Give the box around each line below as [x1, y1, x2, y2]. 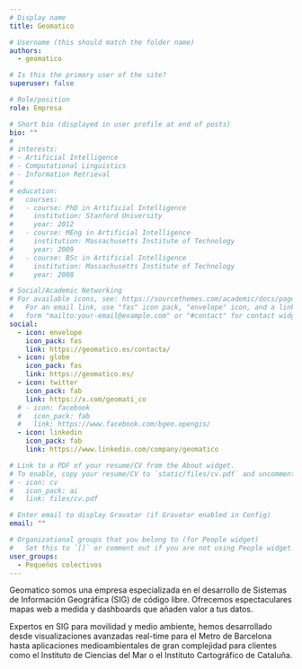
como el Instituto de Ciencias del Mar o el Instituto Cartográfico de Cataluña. [9, 650, 293, 661]
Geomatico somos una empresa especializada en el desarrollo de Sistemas [9, 585, 288, 595]
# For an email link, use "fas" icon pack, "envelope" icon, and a [9, 303, 276, 312]
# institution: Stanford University [9, 212, 164, 221]
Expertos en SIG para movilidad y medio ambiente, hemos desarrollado [9, 621, 272, 632]
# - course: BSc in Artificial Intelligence [9, 253, 187, 262]
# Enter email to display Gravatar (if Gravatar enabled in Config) [9, 511, 271, 520]
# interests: [9, 145, 58, 154]
